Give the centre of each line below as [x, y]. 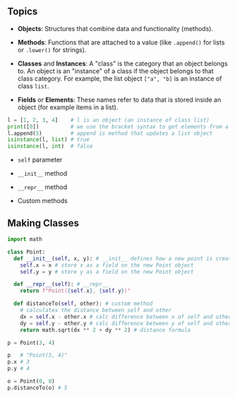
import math [25, 239]
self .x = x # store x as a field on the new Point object [107, 265]
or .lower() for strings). [52, 49]
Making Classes [43, 223]
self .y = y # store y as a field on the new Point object [107, 272]
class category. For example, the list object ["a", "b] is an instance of [120, 78]
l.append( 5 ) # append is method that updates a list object [110, 133]
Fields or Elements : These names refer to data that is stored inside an [119, 99]
